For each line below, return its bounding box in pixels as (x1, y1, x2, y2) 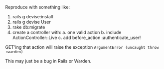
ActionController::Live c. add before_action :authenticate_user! (12, 34, 141, 40)
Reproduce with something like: (5, 4, 70, 10)
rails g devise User (12, 19, 51, 25)
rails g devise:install (12, 14, 53, 19)
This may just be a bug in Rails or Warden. (5, 58, 92, 64)
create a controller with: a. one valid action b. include (12, 30, 122, 35)
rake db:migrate (12, 24, 45, 30)
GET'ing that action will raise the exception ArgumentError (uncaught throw (5, 44, 159, 50)
